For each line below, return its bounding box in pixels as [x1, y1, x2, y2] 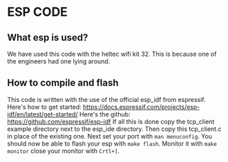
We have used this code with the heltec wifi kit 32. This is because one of [7, 50, 217, 58]
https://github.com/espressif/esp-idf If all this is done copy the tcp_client [7, 117, 215, 125]
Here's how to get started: [7, 103, 82, 111]
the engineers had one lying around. [7, 57, 111, 65]
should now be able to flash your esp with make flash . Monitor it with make [7, 139, 218, 148]
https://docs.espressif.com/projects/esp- [82, 103, 200, 111]
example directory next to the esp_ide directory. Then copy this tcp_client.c [7, 125, 222, 133]
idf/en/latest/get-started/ [7, 110, 78, 118]
